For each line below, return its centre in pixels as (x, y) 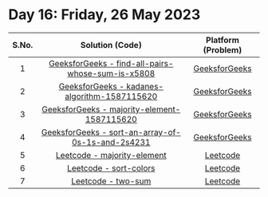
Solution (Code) (111, 45)
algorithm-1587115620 (111, 96)
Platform (223, 40)
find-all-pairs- (145, 63)
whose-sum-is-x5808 (111, 73)
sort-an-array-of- (145, 132)
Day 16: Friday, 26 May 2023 (104, 15)
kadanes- (145, 86)
